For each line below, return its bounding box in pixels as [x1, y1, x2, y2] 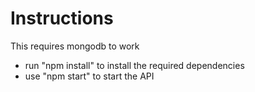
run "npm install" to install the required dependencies [24, 59, 245, 71]
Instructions [10, 7, 114, 30]
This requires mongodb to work [10, 40, 140, 52]
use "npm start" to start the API [24, 70, 155, 82]
